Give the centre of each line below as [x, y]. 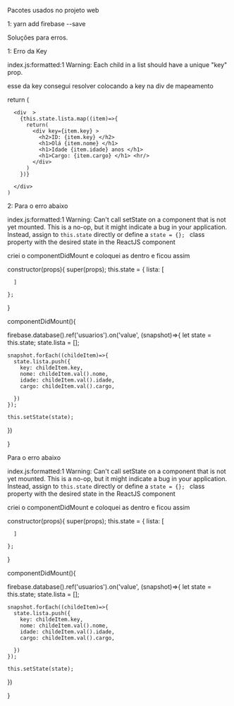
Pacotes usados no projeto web [53, 10]
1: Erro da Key [27, 51]
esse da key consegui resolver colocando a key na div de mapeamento [110, 86]
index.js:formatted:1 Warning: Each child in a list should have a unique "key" [117, 65]
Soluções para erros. [38, 37]
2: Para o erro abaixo [38, 206]
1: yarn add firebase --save [47, 24]
